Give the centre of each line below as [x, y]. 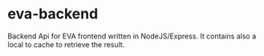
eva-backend [53, 14]
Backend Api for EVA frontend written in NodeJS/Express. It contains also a [132, 36]
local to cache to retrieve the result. [66, 44]
